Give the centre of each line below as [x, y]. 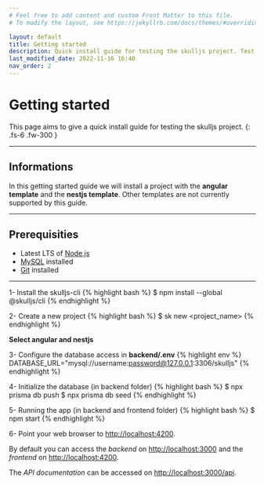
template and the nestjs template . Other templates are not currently [119, 194]
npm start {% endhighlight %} [57, 419]
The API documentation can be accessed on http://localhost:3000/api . [123, 472]
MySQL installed [47, 262]
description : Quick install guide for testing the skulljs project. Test [132, 52]
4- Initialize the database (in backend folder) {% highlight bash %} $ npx [126, 387]
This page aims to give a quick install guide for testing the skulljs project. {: [130, 126]
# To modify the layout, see [56, 23]
